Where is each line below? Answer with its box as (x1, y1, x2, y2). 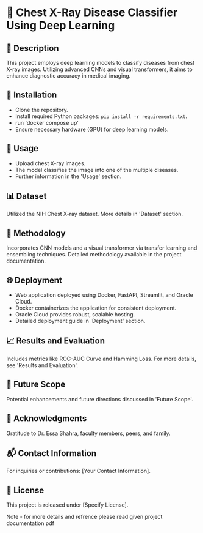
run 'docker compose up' (15, 119, 79, 126)
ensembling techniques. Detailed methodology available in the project (6, 251, 182, 258)
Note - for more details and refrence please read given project (6, 513, 163, 521)
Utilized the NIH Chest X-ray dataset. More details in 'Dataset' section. (6, 211, 183, 218)
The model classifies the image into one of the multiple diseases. (15, 166, 179, 173)
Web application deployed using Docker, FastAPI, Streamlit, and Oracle (15, 291, 193, 299)
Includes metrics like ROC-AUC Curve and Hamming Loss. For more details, (6, 355, 196, 362)
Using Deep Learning (6, 18, 115, 32)
